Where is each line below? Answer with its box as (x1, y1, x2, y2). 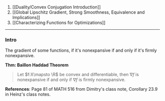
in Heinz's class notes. (5, 91, 51, 97)
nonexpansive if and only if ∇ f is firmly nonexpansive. (17, 77, 126, 82)
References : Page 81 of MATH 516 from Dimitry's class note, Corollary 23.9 (5, 86, 158, 92)
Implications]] (12, 15, 40, 20)
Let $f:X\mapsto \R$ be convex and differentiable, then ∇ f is (17, 72, 139, 78)
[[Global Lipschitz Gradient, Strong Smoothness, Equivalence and (12, 9, 145, 15)
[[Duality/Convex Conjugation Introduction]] (12, 4, 101, 10)
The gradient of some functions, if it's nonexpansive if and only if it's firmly (5, 47, 157, 53)
